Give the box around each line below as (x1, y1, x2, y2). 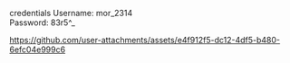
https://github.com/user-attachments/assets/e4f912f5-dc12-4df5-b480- (9, 35, 281, 45)
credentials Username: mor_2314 (9, 8, 133, 18)
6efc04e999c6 (9, 44, 66, 55)
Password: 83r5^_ (9, 17, 75, 28)
